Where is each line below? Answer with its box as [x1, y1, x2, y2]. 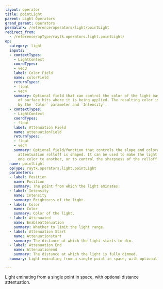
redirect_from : [5, 30, 36, 35]
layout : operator [5, 7, 40, 12]
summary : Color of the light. [14, 211, 75, 216]
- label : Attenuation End [9, 243, 62, 248]
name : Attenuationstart [14, 233, 62, 239]
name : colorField [14, 75, 49, 80]
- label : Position [9, 175, 47, 180]
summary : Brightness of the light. [14, 197, 86, 202]
